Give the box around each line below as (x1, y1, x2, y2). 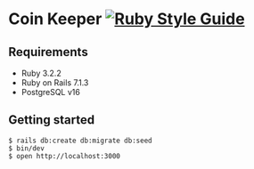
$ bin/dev (8, 143, 45, 153)
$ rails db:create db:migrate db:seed (8, 136, 152, 145)
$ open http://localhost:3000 (8, 151, 121, 160)
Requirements (8, 44, 88, 60)
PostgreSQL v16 (20, 87, 81, 97)
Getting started (8, 112, 95, 128)
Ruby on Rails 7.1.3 (20, 77, 89, 88)
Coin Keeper (8, 9, 102, 29)
